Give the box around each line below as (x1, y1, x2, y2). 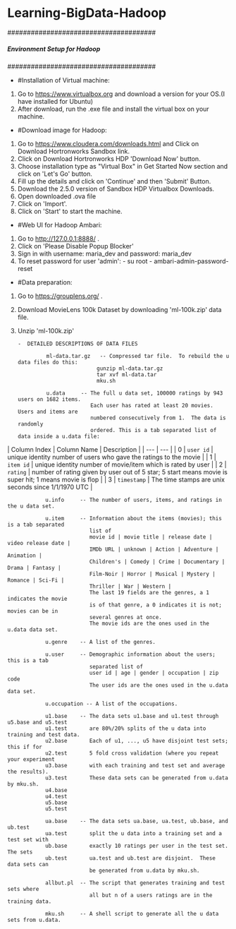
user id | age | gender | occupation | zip (89, 669, 219, 676)
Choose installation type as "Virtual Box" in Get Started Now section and (17, 162, 228, 170)
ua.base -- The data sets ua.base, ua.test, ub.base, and (44, 817, 229, 825)
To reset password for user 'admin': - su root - (17, 256, 153, 265)
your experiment (7, 755, 55, 763)
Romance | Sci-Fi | (7, 577, 65, 584)
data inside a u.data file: (17, 433, 100, 440)
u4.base (44, 786, 68, 793)
